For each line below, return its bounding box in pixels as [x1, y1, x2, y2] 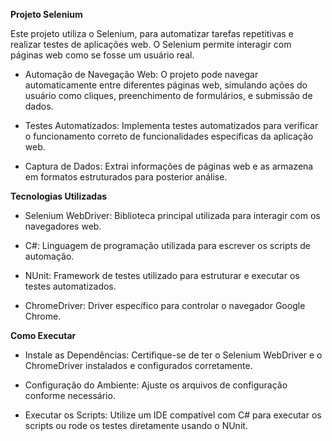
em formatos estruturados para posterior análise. [24, 171, 228, 183]
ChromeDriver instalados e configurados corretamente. [24, 360, 253, 371]
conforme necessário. [24, 390, 116, 401]
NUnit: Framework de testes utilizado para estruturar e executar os [24, 270, 300, 281]
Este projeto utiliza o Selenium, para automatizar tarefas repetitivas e [10, 28, 294, 39]
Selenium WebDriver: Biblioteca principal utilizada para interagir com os [24, 210, 321, 221]
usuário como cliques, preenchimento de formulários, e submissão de [24, 90, 313, 101]
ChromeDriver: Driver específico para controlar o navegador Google [24, 300, 306, 311]
